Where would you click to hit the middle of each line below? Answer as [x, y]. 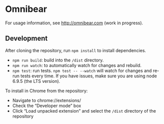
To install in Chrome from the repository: [46, 91]
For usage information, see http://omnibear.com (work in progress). [74, 23]
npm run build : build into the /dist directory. [58, 60]
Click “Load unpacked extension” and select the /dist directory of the [84, 111]
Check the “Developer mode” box [47, 106]
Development [27, 38]
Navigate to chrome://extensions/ [46, 100]
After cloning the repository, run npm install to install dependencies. [76, 50]
